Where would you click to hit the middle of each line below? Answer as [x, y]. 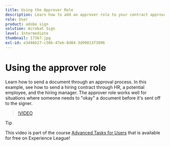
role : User [17, 19]
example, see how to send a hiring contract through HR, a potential [75, 87]
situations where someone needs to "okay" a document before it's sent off [83, 98]
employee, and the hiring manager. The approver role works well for [76, 92]
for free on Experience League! [38, 138]
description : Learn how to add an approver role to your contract [77, 15]
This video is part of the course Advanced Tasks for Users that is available [83, 132]
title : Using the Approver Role [39, 10]
